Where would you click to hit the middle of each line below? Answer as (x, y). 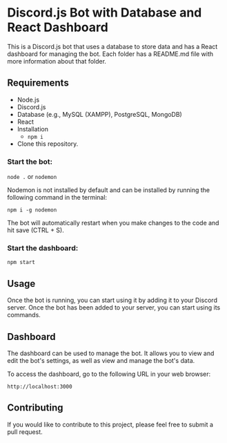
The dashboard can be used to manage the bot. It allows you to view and (111, 353)
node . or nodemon (32, 177)
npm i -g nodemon (32, 210)
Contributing (35, 408)
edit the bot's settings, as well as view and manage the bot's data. (101, 360)
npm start (21, 263)
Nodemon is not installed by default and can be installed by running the (109, 190)
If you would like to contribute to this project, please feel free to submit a (110, 424)
